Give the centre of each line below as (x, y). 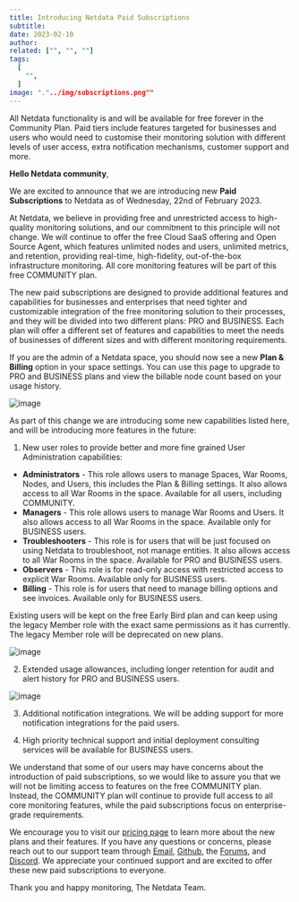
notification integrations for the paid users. (101, 723)
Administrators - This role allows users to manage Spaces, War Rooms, (155, 474)
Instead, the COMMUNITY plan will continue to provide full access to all (141, 795)
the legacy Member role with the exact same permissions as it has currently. (150, 624)
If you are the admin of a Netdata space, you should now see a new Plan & (147, 357)
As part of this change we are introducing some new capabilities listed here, (149, 420)
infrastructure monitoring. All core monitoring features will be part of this (143, 265)
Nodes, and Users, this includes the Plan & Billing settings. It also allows (155, 484)
